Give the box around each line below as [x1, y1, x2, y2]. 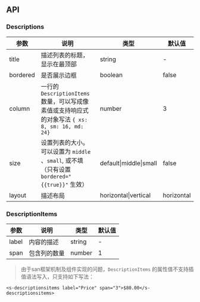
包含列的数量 [29, 249, 65, 257]
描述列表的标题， [40, 51, 89, 59]
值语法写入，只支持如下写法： [20, 273, 94, 280]
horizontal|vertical [99, 191, 151, 199]
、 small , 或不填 [40, 156, 83, 164]
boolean [99, 71, 123, 79]
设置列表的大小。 [40, 138, 89, 147]
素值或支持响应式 [40, 106, 89, 114]
